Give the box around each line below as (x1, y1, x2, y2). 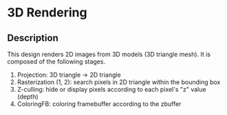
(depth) (17, 92, 39, 101)
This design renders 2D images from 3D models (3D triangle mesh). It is (7, 50, 211, 58)
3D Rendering (7, 5, 87, 21)
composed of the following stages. (7, 57, 105, 66)
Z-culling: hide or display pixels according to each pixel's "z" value (17, 86, 206, 93)
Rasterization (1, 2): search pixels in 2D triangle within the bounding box (17, 78, 221, 86)
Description (7, 32, 58, 44)
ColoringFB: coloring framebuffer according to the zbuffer (17, 100, 182, 107)
